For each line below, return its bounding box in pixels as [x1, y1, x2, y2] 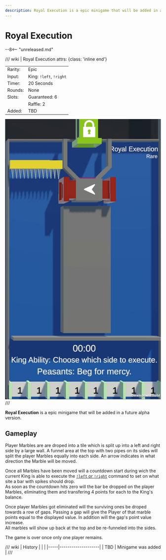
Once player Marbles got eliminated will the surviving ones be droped [5, 503, 147, 509]
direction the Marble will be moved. [5, 458, 77, 464]
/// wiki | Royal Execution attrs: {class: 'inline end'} [5, 56, 107, 62]
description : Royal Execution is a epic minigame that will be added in [5, 8, 158, 13]
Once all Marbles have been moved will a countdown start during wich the [5, 468, 157, 474]
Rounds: [7, 87, 24, 93]
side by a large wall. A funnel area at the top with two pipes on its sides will [5, 447, 158, 453]
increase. [5, 519, 24, 525]
